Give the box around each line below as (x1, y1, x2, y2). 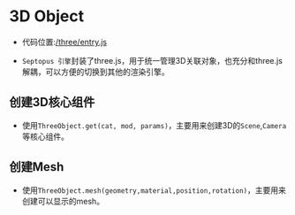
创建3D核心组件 (9, 95, 95, 110)
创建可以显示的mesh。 (21, 196, 104, 206)
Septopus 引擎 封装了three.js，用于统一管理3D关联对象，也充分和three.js (21, 55, 283, 65)
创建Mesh (9, 159, 64, 174)
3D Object (9, 6, 85, 27)
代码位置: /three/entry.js (21, 36, 108, 47)
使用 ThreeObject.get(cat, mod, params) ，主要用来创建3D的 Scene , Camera (21, 119, 287, 130)
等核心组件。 (21, 131, 69, 142)
